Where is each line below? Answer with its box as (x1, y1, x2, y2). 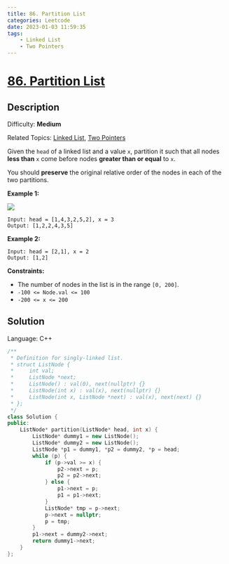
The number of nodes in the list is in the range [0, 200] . (17, 281, 180, 288)
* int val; (10, 367, 55, 375)
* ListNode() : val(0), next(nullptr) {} (10, 380, 146, 387)
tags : (7, 30, 23, 37)
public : (7, 420, 30, 427)
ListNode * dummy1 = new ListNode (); (32, 433, 139, 440)
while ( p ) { (32, 452, 68, 459)
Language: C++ (7, 334, 53, 342)
